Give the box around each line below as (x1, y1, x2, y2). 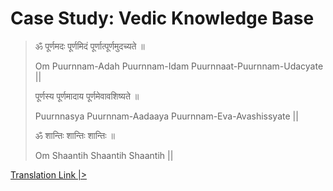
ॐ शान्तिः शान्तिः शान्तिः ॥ (34, 129, 115, 141)
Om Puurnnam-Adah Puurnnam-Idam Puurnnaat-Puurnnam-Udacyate (34, 60, 324, 72)
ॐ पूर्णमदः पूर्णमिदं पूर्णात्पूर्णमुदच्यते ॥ (34, 40, 145, 52)
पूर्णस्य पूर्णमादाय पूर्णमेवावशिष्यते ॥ (34, 90, 140, 102)
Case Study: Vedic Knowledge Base (10, 7, 315, 30)
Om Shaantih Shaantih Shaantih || (34, 149, 174, 161)
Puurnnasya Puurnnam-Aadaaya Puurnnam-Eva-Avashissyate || (34, 110, 299, 122)
